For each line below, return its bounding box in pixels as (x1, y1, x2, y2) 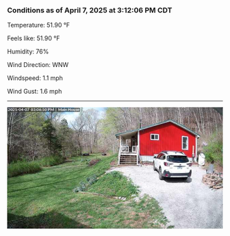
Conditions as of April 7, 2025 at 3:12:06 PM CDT (7, 5, 172, 15)
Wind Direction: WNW (7, 61, 69, 69)
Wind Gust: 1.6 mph (7, 88, 62, 96)
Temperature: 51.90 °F (7, 21, 71, 29)
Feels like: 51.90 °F (7, 34, 60, 42)
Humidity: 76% (7, 47, 49, 56)
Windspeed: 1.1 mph (7, 74, 64, 82)
